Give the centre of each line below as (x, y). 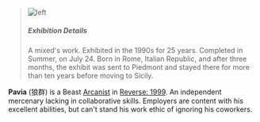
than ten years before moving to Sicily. (90, 75)
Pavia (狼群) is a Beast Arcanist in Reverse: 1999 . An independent (115, 92)
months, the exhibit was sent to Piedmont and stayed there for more (138, 67)
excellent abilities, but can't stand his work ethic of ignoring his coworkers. (130, 109)
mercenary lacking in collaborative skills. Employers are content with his (126, 101)
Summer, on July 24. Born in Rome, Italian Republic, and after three (137, 59)
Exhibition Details (57, 30)
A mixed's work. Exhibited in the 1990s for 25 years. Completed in (135, 50)
